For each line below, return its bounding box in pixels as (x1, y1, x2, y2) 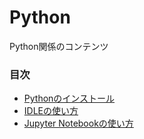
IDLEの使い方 (23, 105, 79, 117)
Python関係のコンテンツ (9, 40, 109, 52)
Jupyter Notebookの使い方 (23, 117, 134, 130)
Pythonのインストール (23, 92, 116, 105)
